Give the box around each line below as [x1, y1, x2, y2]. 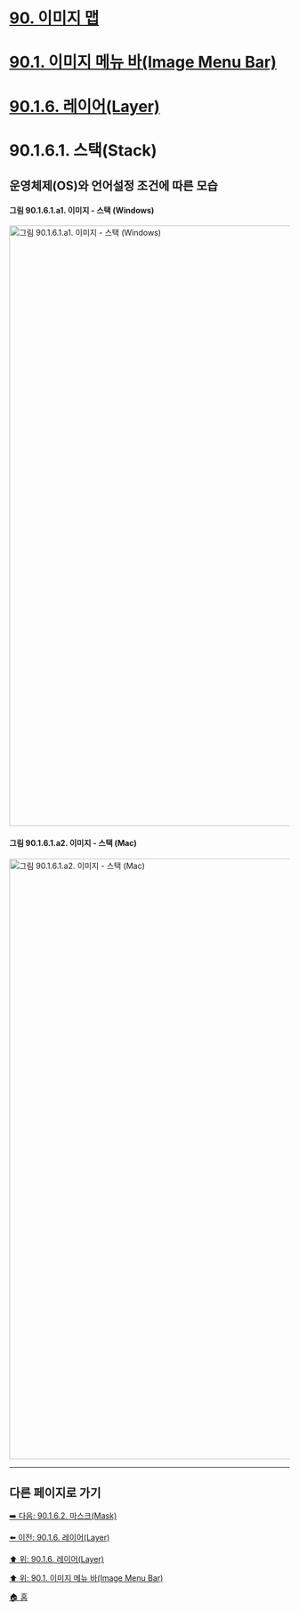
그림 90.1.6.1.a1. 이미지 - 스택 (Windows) [9, 205, 155, 215]
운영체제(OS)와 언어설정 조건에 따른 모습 [9, 179, 218, 194]
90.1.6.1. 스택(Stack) [9, 140, 158, 160]
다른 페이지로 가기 [9, 1485, 101, 1500]
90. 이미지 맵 [9, 8, 100, 28]
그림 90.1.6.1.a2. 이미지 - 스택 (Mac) [9, 837, 138, 848]
